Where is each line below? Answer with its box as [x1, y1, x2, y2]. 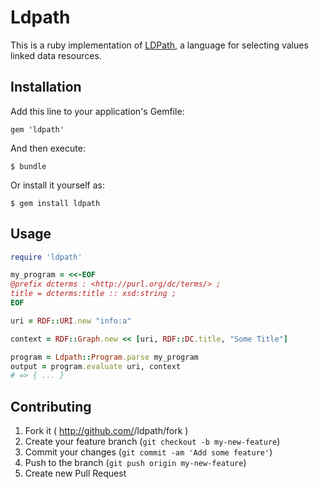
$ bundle [10, 161, 47, 171]
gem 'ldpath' [10, 124, 65, 135]
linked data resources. [10, 49, 102, 61]
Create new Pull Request [24, 467, 127, 480]
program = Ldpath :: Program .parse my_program [10, 352, 199, 362]
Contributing [10, 398, 92, 415]
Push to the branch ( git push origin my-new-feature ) [24, 457, 247, 469]
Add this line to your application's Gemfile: [10, 105, 185, 117]
